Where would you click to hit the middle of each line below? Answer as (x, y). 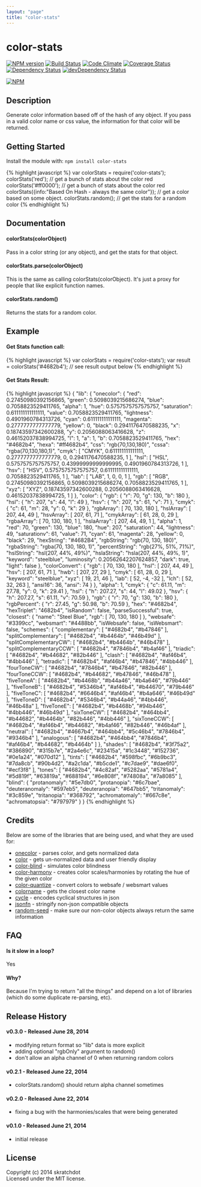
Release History (37, 1016)
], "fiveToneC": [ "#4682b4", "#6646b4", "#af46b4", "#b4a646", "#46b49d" (101, 693)
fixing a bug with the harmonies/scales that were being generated (96, 1112)
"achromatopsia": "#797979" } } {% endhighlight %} (70, 801)
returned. (18, 128)
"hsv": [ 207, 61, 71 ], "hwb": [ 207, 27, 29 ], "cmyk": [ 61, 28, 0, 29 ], (89, 572)
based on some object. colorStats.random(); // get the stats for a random (96, 198)
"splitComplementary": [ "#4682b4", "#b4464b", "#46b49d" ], (84, 636)
